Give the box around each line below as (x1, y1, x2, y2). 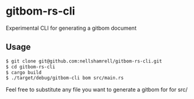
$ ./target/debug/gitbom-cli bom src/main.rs (6, 75, 124, 81)
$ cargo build (6, 69, 42, 75)
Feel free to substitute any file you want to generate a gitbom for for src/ (6, 86, 188, 94)
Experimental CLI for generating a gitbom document (6, 24, 137, 32)
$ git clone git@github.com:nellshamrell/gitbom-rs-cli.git (6, 58, 163, 64)
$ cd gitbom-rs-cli (6, 64, 56, 70)
